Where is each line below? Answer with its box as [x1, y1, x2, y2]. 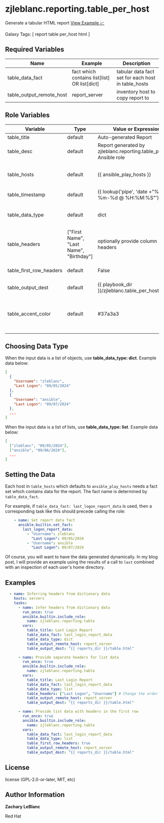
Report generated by [97, 142, 145, 149]
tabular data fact [116, 68, 155, 75]
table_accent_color [7, 310, 51, 317]
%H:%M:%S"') [125, 194, 159, 201]
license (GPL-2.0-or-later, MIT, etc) [5, 776, 76, 782]
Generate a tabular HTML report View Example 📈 [5, 20, 105, 25]
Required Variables [5, 45, 64, 54]
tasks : [14, 600, 27, 606]
